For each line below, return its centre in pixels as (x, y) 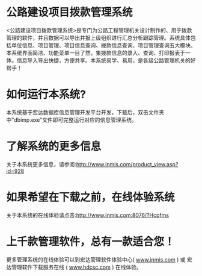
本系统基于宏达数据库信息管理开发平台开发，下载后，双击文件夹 (85, 112)
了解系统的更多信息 (54, 147)
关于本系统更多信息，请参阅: (41, 164)
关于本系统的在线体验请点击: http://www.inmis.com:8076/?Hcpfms (88, 215)
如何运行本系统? (46, 95)
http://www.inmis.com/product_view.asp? (127, 164)
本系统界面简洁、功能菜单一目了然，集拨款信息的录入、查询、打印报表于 (96, 52)
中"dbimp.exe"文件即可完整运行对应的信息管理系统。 (72, 120)
